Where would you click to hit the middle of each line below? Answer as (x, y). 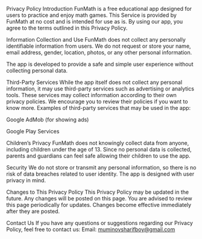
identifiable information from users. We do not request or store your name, (99, 46)
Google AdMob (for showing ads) (48, 119)
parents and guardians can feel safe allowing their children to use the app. (99, 156)
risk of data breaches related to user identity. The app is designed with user (100, 174)
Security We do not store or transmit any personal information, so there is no (101, 167)
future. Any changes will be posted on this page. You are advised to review (99, 198)
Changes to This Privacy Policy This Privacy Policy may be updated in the (97, 192)
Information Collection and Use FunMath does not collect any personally (96, 40)
